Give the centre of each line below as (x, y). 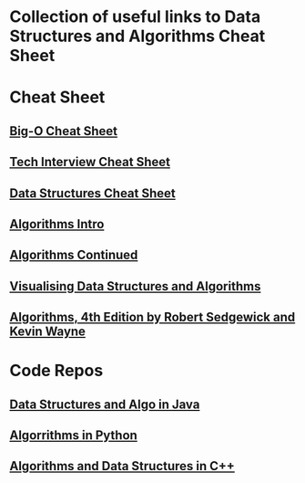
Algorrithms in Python (74, 436)
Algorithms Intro (57, 224)
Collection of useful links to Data (135, 17)
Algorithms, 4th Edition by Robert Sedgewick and (152, 317)
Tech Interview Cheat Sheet (90, 162)
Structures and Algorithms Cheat (137, 36)
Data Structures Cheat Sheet (92, 193)
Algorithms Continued (74, 255)
